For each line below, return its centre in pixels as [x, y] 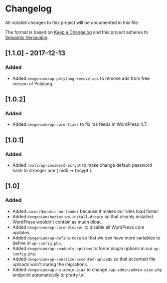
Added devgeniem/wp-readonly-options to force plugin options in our [83, 248]
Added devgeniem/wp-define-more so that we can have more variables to [86, 238]
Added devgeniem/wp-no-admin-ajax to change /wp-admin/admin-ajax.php [87, 270]
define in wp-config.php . [37, 243]
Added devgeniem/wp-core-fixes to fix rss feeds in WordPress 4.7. [80, 124]
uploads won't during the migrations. [50, 264]
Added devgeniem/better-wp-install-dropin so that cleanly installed [83, 216]
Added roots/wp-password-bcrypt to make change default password [82, 165]
